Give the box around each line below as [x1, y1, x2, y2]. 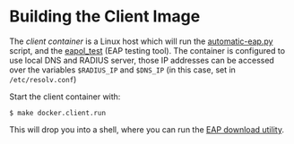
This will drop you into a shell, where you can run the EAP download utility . [9, 123, 285, 135]
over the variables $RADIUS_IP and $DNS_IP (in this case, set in [9, 64, 236, 75]
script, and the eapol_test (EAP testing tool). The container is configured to [9, 45, 285, 55]
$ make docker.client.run [9, 108, 106, 117]
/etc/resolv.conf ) [9, 73, 77, 84]
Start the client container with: [9, 91, 121, 102]
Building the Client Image [9, 6, 201, 27]
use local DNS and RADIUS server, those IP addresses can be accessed [9, 55, 275, 65]
